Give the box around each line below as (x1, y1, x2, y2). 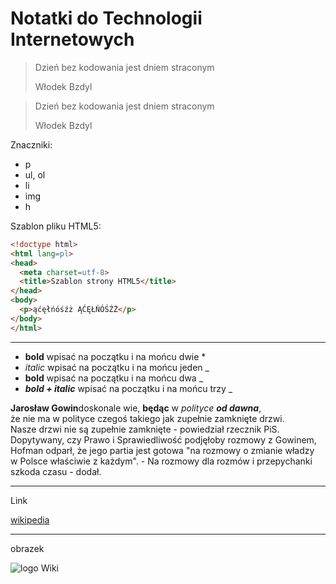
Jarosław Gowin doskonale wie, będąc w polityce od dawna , (10, 402, 262, 414)
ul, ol (24, 168, 46, 181)
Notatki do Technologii (10, 7, 203, 30)
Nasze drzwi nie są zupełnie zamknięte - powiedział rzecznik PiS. (10, 423, 280, 435)
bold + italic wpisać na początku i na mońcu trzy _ (24, 382, 233, 394)
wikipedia (10, 513, 50, 526)
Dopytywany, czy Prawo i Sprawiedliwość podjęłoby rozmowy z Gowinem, (10, 433, 317, 446)
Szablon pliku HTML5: (10, 220, 102, 232)
